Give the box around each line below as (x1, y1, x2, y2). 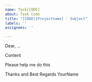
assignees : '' (5, 25, 34, 30)
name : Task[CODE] (5, 7, 40, 12)
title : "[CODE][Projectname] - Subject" (5, 16, 88, 21)
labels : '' (5, 20, 27, 26)
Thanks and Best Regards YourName (5, 71, 79, 77)
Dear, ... (5, 43, 21, 49)
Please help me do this (5, 62, 51, 68)
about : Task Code (5, 12, 40, 17)
